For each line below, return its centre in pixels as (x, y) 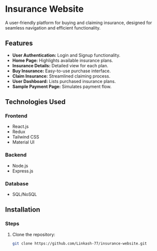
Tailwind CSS (26, 137)
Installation (23, 210)
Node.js (20, 166)
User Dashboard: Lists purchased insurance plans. (64, 81)
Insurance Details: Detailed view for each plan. (60, 65)
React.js (20, 127)
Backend (16, 155)
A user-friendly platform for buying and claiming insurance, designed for (79, 23)
